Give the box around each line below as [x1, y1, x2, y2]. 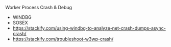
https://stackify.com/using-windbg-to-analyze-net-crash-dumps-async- [12, 25, 166, 31]
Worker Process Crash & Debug [5, 5, 72, 10]
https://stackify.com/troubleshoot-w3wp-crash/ [12, 36, 114, 42]
